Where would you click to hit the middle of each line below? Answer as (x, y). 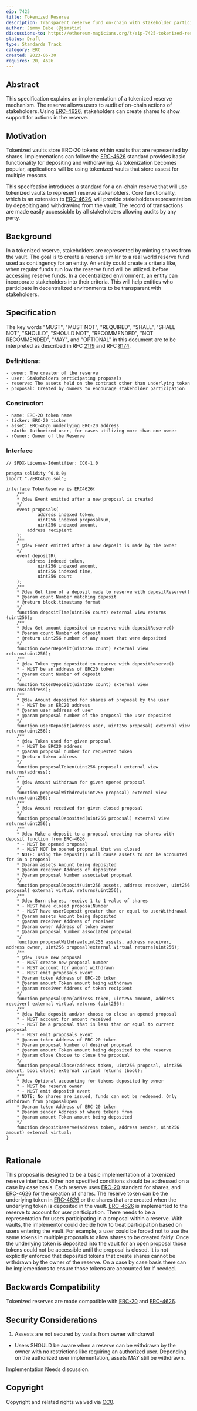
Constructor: (25, 403)
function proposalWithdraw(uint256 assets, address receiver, (94, 942)
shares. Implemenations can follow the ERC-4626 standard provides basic (96, 157)
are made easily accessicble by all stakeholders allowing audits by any (91, 212)
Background (29, 236)
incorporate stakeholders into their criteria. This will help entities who (90, 282)
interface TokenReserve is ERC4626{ (51, 489)
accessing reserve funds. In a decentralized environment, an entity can (92, 275)
